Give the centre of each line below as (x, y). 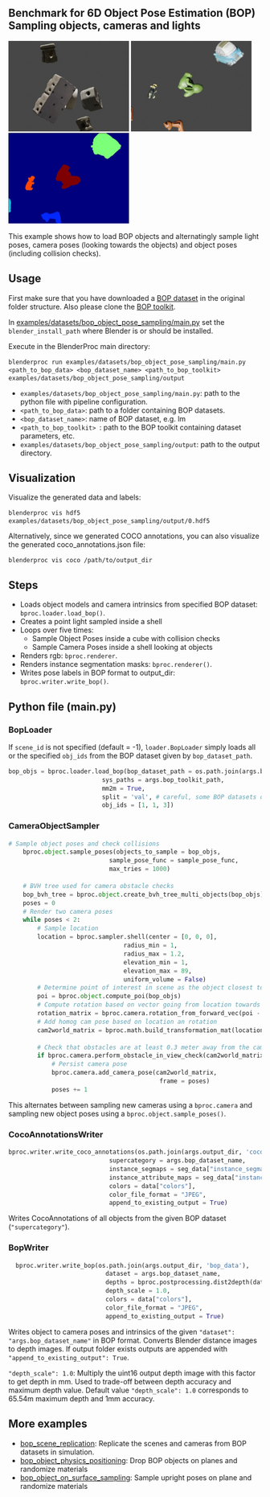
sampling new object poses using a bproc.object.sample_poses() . (117, 1113)
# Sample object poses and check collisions (84, 844)
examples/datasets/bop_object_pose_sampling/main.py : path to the (130, 393)
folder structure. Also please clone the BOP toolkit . (92, 306)
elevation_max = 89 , (158, 971)
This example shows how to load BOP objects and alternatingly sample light (134, 236)
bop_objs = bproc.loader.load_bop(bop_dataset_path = (100, 771)
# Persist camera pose (89, 1064)
